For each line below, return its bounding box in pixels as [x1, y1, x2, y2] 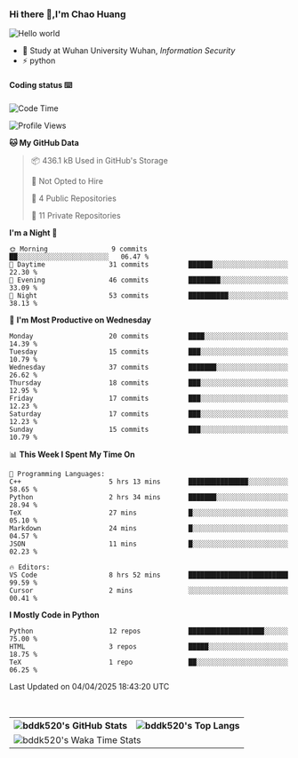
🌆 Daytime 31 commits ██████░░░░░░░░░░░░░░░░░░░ [9, 259, 289, 269]
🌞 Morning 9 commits [9, 244, 149, 253]
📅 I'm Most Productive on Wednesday [9, 315, 151, 325]
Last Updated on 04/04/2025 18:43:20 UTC [9, 681, 170, 691]
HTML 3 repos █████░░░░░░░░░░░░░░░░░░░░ [9, 642, 289, 651]
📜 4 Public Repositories [30, 193, 117, 203]
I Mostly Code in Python [9, 609, 100, 620]
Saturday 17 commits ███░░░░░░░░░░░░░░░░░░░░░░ [9, 409, 289, 419]
